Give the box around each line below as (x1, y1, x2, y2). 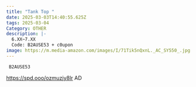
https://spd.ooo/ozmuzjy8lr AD (6, 74, 82, 81)
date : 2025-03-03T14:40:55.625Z (6, 14, 86, 20)
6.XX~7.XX (11, 36, 36, 42)
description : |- (6, 31, 46, 37)
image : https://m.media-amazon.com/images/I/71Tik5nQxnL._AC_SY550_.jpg (6, 48, 191, 54)
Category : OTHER (6, 25, 46, 32)
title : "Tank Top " (6, 8, 55, 15)
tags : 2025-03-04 (6, 20, 49, 26)
